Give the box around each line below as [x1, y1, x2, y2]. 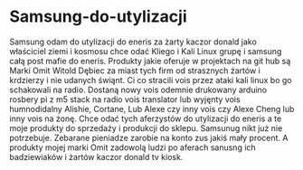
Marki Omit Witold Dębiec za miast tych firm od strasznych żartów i [9, 65, 260, 76]
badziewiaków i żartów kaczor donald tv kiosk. [9, 151, 184, 162]
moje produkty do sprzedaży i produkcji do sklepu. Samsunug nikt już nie [9, 122, 283, 133]
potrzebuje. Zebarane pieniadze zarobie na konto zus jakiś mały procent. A [9, 132, 289, 143]
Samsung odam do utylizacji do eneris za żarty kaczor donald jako [9, 36, 258, 47]
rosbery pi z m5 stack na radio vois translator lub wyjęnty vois [9, 93, 241, 105]
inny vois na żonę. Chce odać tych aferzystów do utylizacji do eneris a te [9, 113, 282, 124]
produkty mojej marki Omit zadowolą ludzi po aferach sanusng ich [9, 142, 256, 153]
